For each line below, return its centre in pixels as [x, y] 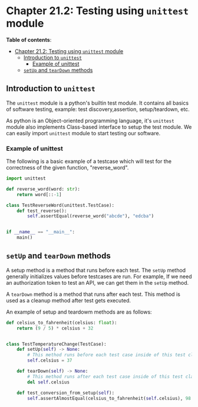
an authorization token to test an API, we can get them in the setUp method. [98, 282]
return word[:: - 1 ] [39, 194]
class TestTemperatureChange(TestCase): [57, 344]
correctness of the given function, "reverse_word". [67, 168]
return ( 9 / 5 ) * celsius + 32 [55, 328]
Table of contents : [29, 40]
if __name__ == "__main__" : [41, 232]
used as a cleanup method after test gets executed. [69, 300]
